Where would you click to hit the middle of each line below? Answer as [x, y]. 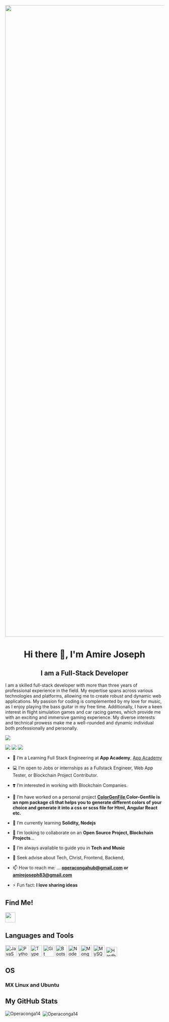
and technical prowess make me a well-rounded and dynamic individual [79, 723]
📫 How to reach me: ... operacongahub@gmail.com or [70, 868]
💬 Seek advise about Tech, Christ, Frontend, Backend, [68, 858]
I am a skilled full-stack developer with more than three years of [71, 685]
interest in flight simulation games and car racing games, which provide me [83, 712]
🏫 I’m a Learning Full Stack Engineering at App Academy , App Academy [87, 758]
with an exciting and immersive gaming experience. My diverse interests [80, 717]
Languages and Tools [39, 936]
